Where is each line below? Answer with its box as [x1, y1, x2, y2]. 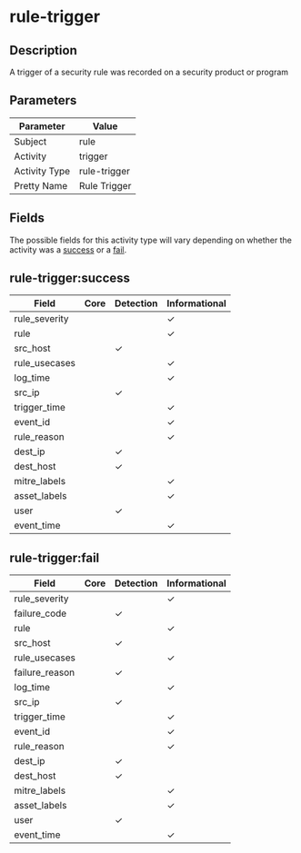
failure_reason [14, 666, 75, 679]
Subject [14, 134, 47, 147]
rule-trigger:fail [9, 550, 100, 565]
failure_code [14, 607, 67, 620]
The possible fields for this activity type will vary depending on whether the [9, 234, 293, 245]
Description [9, 43, 77, 58]
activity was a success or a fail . [9, 243, 127, 255]
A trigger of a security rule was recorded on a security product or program [9, 66, 289, 77]
